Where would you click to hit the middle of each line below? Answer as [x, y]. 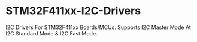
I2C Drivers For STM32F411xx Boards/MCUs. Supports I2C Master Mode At [98, 27]
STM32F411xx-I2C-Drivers [73, 11]
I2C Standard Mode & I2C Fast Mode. [51, 33]
